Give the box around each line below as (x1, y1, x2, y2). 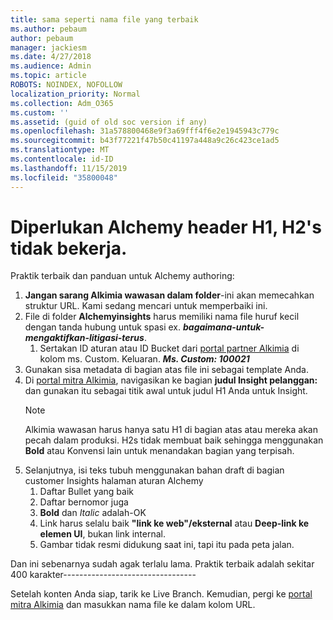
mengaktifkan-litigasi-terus (24, 332, 145, 344)
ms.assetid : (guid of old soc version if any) (10, 117, 208, 127)
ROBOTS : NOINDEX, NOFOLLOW (10, 80, 123, 90)
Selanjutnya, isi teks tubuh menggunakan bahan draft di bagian (24, 464, 285, 476)
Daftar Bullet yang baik (39, 486, 134, 498)
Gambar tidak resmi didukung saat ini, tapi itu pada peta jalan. (39, 539, 295, 551)
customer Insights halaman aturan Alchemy (24, 475, 204, 487)
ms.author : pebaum (10, 24, 87, 34)
